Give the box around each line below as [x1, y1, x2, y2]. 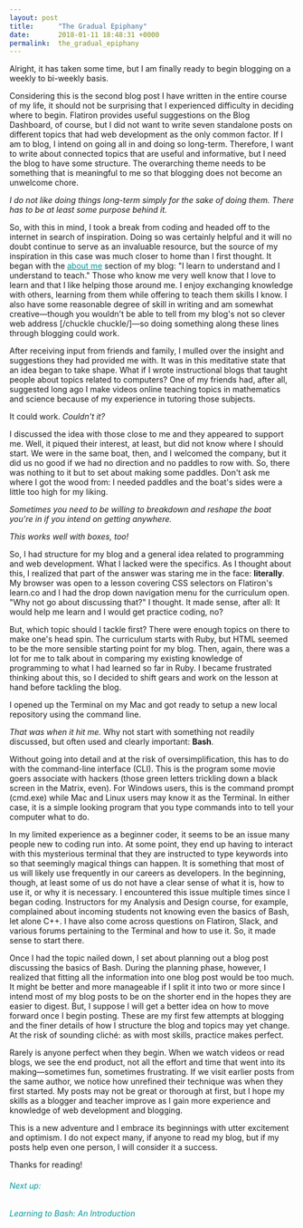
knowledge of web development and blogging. [9, 1105, 183, 1116]
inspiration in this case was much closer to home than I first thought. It [9, 251, 272, 262]
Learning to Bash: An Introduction [9, 1208, 136, 1219]
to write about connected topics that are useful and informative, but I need [9, 149, 287, 160]
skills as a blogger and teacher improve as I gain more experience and [9, 1096, 271, 1107]
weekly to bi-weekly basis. [9, 73, 109, 84]
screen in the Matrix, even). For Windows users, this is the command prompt [9, 783, 294, 794]
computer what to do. [9, 812, 90, 823]
